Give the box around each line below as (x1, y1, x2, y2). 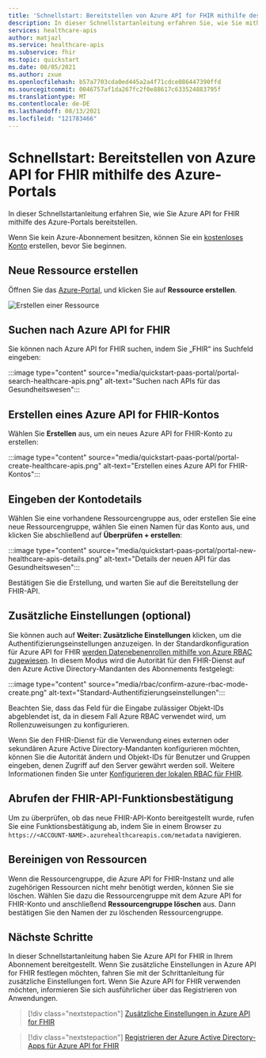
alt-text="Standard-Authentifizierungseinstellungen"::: (48, 687, 226, 697)
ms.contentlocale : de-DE (8, 100, 90, 108)
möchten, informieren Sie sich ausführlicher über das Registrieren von (8, 985, 237, 995)
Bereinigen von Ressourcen (8, 853, 147, 866)
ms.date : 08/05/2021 (8, 63, 77, 71)
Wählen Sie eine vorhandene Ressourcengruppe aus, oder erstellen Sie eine (8, 514, 256, 523)
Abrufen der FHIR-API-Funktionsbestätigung (8, 792, 234, 805)
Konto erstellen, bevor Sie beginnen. (8, 241, 127, 250)
